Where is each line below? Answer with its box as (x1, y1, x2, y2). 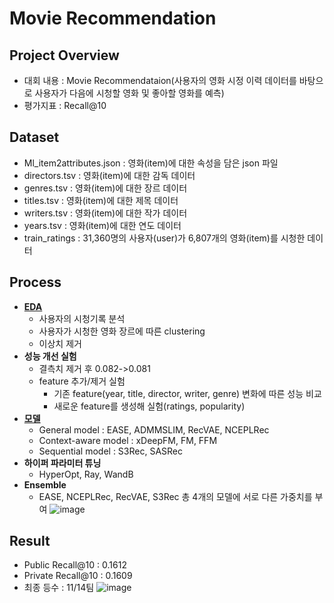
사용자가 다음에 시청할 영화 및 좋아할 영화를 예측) (34, 87, 225, 99)
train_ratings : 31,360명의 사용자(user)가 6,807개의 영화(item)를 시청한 (23, 232, 306, 244)
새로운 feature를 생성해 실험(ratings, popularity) (53, 400, 246, 412)
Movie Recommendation (9, 7, 217, 30)
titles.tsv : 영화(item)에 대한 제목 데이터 (23, 194, 179, 206)
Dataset (9, 129, 60, 146)
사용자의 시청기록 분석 (38, 312, 126, 324)
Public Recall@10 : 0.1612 (23, 559, 127, 571)
